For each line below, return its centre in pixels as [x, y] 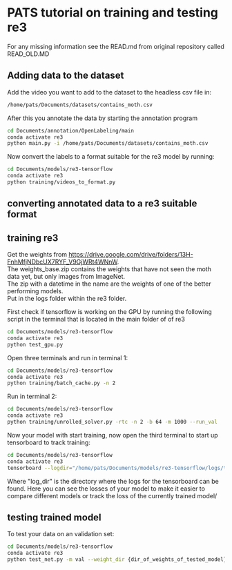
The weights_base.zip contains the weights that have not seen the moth [109, 269]
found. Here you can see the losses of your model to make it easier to [106, 489]
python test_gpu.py [35, 344]
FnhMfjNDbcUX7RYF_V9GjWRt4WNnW [62, 262]
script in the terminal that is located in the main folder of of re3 [96, 320]
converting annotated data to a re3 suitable [102, 204]
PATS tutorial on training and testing [113, 13]
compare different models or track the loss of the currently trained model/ [112, 495]
